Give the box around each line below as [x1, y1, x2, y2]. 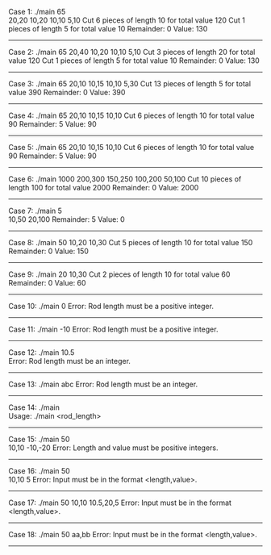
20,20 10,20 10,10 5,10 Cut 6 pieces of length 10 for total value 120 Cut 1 [8, 15, 246, 25]
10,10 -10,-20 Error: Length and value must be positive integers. [8, 443, 219, 453]
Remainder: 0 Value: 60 [8, 278, 86, 287]
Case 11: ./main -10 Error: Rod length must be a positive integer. [8, 324, 219, 334]
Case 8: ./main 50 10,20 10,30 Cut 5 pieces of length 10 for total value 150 [8, 238, 253, 247]
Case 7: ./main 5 [8, 206, 63, 215]
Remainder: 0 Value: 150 [8, 246, 89, 256]
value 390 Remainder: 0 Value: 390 [8, 88, 126, 97]
